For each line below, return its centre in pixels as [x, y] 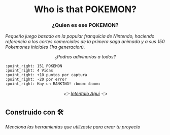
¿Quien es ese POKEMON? [85, 25]
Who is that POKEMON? [85, 9]
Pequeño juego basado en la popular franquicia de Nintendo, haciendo [80, 36]
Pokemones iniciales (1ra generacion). [45, 47]
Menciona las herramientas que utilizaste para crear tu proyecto [73, 127]
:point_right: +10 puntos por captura [46, 75]
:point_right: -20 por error [36, 80]
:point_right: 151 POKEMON [34, 66]
